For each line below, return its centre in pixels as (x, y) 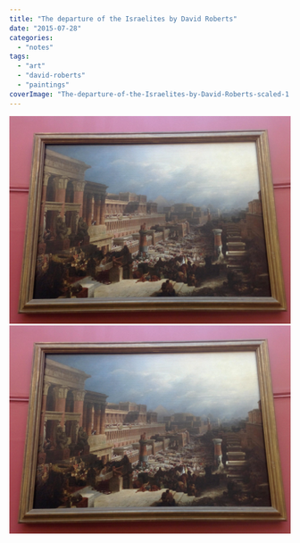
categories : (31, 38)
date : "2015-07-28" (46, 28)
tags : (19, 57)
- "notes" (35, 47)
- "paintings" (43, 85)
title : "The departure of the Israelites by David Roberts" (124, 19)
